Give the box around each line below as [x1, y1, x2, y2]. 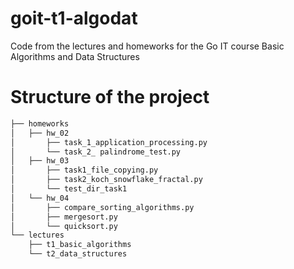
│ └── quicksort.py [10, 221, 118, 231]
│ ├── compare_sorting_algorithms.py [10, 202, 195, 212]
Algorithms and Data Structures [10, 50, 140, 62]
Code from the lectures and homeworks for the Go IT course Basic [10, 40, 285, 52]
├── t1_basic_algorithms [28, 240, 132, 250]
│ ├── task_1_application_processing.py [10, 137, 208, 147]
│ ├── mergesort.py [10, 212, 118, 222]
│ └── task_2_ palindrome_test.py [10, 147, 182, 157]
